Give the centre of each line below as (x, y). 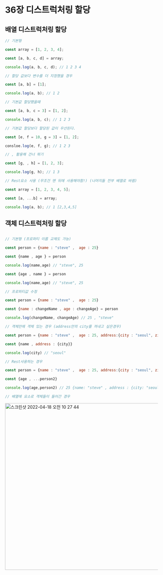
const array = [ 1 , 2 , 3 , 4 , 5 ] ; (38, 190)
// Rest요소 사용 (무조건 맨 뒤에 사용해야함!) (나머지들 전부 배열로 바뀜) (71, 181)
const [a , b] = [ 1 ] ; (26, 85)
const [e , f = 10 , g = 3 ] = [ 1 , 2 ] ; (42, 137)
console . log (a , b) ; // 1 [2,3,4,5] (41, 207)
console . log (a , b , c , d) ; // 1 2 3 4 (43, 67)
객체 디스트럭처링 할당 (36, 223)
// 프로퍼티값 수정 (21, 291)
